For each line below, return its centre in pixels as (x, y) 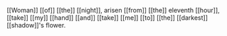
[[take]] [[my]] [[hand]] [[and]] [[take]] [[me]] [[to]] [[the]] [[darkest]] (107, 18)
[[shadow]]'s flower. (36, 25)
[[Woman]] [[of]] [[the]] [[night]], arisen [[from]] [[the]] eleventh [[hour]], (113, 10)
